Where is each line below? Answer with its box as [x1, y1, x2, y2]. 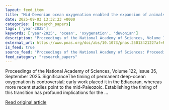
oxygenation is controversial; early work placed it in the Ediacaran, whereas [5, 79, 162, 85]
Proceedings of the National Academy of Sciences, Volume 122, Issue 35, [5, 68, 157, 74]
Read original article [5, 99, 47, 105]
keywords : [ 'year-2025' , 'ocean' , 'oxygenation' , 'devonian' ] [5, 31, 138, 36]
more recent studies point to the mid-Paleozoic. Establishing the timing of [5, 84, 157, 90]
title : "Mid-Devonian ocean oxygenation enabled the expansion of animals [5, 12, 165, 17]
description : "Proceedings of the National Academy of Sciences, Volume [5, 36, 161, 41]
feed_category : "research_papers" [5, 54, 78, 60]
